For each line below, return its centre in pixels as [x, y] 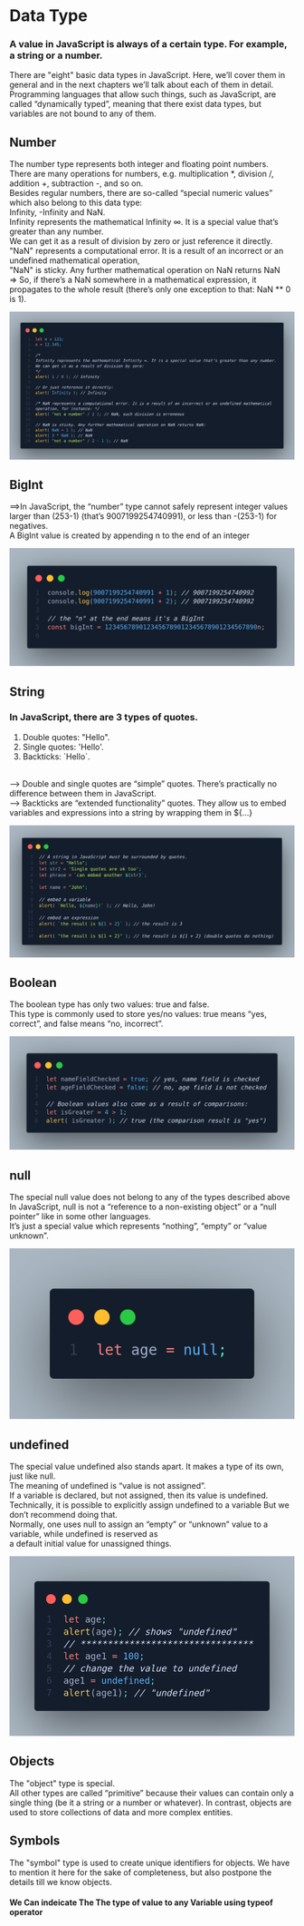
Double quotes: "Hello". [66, 737]
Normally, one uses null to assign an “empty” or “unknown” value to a [139, 1524]
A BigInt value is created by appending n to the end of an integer [130, 535]
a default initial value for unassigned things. [90, 1544]
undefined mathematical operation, [75, 260]
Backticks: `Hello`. [56, 756]
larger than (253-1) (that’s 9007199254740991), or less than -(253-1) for [143, 516]
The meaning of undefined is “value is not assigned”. [108, 1486]
